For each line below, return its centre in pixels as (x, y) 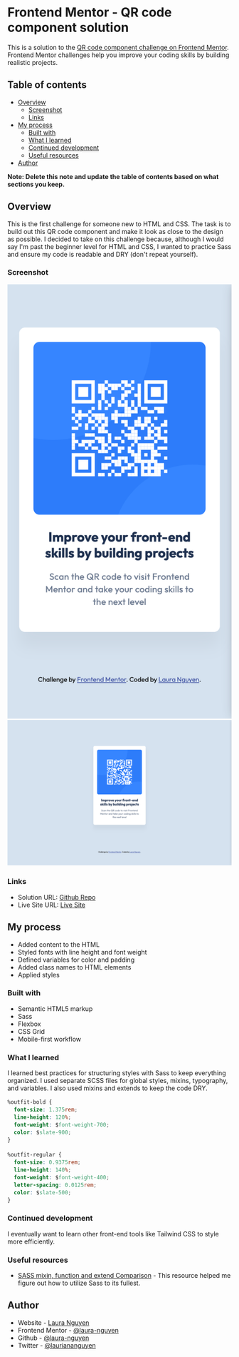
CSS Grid (31, 1031)
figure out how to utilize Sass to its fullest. (79, 1283)
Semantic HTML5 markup (55, 1008)
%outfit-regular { (34, 1155)
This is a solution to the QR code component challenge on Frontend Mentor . (118, 47)
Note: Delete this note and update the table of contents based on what (113, 176)
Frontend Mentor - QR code (90, 12)
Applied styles (39, 975)
